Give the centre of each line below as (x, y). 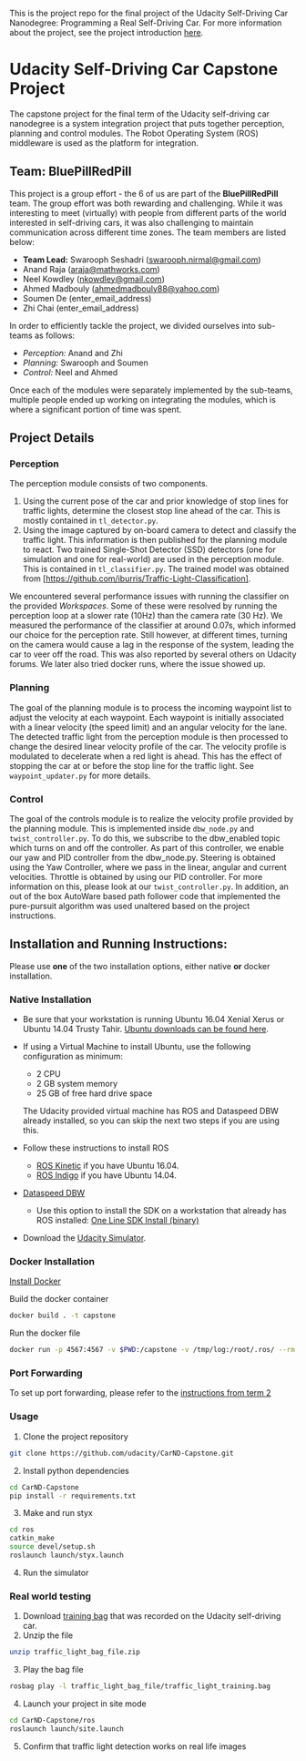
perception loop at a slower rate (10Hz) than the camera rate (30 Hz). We (146, 616)
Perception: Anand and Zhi (72, 353)
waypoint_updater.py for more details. (80, 775)
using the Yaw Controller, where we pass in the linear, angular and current (148, 867)
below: (22, 241)
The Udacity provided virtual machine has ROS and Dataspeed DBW (151, 1111)
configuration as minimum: (72, 1057)
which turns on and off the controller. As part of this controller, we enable (147, 848)
